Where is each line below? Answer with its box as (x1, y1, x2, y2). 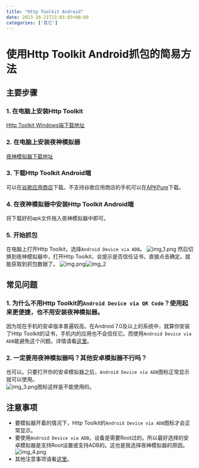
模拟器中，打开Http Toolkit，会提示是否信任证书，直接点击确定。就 (26, 253, 191, 260)
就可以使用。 (6, 376, 37, 383)
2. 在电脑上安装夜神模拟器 (6, 138, 81, 146)
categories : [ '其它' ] (6, 20, 58, 26)
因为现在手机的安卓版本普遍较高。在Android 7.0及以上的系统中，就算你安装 (6, 323, 190, 330)
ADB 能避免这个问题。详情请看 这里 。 (6, 338, 93, 345)
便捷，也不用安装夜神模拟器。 (18, 308, 104, 316)
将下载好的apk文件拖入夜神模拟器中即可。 (6, 215, 109, 222)
